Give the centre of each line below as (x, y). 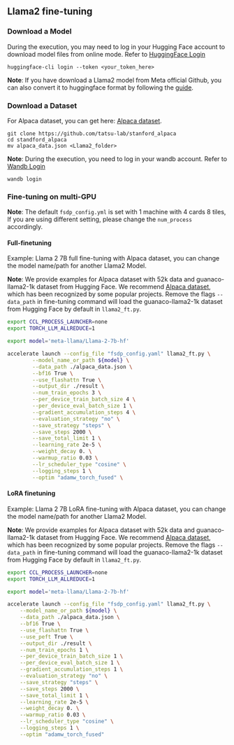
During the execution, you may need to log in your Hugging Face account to (116, 47)
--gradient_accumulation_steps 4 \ (84, 412)
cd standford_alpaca (37, 139)
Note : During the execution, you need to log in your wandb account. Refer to (117, 159)
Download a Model (39, 32)
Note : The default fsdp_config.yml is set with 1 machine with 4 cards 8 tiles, (117, 212)
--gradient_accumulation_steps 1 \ (72, 669)
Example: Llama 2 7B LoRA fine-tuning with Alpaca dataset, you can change (117, 509)
